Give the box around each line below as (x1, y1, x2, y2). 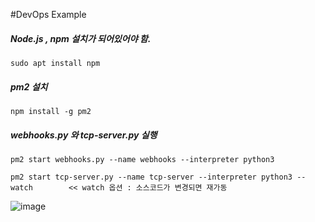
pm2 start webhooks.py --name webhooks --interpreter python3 (10, 154, 275, 164)
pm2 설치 (10, 80, 48, 93)
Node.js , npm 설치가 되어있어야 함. (10, 32, 152, 44)
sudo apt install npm (10, 58, 101, 68)
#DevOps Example (10, 9, 87, 20)
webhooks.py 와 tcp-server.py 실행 (10, 129, 158, 141)
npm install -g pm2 (10, 106, 92, 116)
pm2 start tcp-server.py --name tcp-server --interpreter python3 (10, 172, 293, 182)
